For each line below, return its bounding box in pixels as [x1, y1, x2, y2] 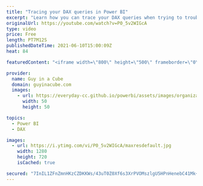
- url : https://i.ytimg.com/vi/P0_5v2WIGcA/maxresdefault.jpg [11, 143, 172, 149]
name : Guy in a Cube [11, 76, 63, 82]
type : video [6, 25, 36, 32]
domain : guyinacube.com [11, 81, 71, 88]
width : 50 [22, 98, 47, 105]
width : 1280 [17, 148, 47, 154]
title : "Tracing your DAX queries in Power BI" [6, 8, 129, 15]
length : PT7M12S [6, 37, 47, 43]
